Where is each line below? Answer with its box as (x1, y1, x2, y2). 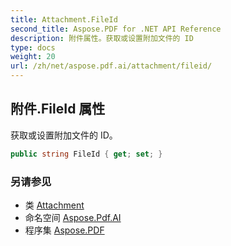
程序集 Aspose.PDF (24, 224, 105, 236)
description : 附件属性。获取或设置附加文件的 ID (10, 33, 194, 43)
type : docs (10, 42, 56, 53)
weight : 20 (10, 52, 56, 62)
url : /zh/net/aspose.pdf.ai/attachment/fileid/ (10, 61, 213, 71)
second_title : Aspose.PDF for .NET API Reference (10, 24, 222, 34)
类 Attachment (24, 199, 85, 211)
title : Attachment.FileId (10, 14, 118, 25)
